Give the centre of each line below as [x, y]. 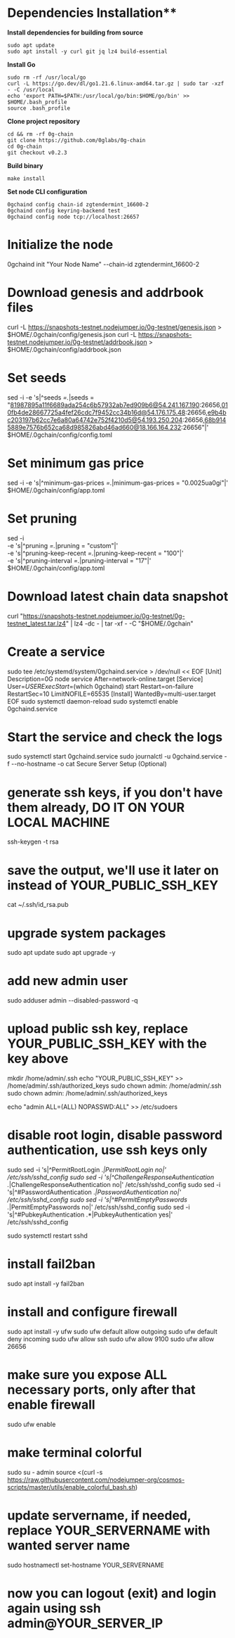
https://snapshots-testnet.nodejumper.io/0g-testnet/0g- [104, 616]
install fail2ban [52, 1264]
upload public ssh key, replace [98, 1029]
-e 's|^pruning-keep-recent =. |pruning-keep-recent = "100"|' [95, 553]
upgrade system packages [87, 933]
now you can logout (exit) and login [112, 1593]
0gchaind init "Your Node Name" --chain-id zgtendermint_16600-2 [103, 264]
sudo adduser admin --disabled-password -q [73, 1001]
